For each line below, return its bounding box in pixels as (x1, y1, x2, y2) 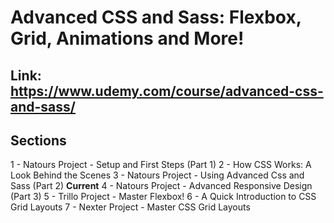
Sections (10, 132, 67, 149)
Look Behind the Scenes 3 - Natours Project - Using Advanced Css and (10, 169, 305, 181)
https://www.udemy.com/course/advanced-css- (10, 82, 324, 100)
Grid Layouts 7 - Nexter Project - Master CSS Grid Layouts (10, 201, 251, 213)
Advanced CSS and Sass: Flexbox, (10, 6, 302, 29)
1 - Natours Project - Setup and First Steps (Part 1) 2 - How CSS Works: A (10, 159, 312, 171)
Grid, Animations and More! (10, 27, 245, 50)
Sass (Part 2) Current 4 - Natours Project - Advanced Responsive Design (10, 180, 313, 192)
